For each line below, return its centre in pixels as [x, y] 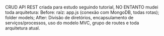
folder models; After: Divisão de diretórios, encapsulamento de [69, 18]
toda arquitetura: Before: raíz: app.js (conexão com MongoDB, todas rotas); [82, 12]
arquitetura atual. [23, 28]
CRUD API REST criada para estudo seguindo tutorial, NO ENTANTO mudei [82, 7]
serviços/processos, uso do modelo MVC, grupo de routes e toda [72, 23]
